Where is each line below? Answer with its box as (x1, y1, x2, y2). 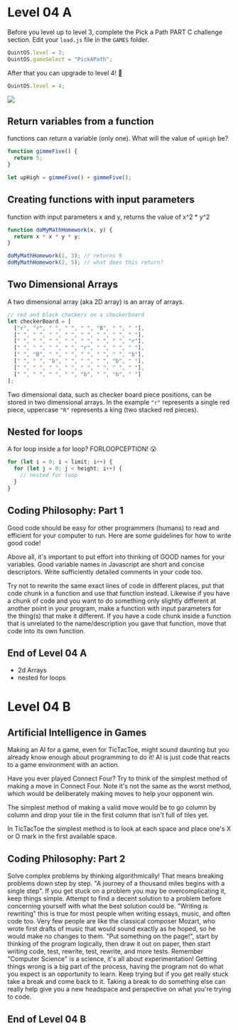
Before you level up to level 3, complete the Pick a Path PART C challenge (7, 28, 222, 36)
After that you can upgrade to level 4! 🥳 (7, 68, 123, 77)
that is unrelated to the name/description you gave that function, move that (7, 619, 227, 628)
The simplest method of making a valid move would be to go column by (7, 803, 217, 812)
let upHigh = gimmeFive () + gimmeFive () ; (7, 174, 132, 181)
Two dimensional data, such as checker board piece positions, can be (7, 390, 212, 399)
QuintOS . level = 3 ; (7, 49, 65, 56)
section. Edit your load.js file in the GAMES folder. (7, 35, 149, 43)
